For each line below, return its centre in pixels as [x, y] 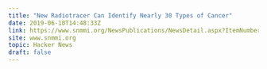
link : [17, 30]
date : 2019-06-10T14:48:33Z [55, 23]
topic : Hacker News [41, 45]
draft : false [30, 52]
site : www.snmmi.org [43, 38]
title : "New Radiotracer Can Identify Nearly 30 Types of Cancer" [120, 15]
